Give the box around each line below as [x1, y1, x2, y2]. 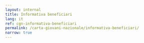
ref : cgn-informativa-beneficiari [5, 21, 77, 26]
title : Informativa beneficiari [5, 12, 72, 17]
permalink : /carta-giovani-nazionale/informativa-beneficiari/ [5, 26, 140, 31]
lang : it [5, 16, 23, 21]
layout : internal [5, 7, 41, 12]
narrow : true [5, 30, 32, 35]
